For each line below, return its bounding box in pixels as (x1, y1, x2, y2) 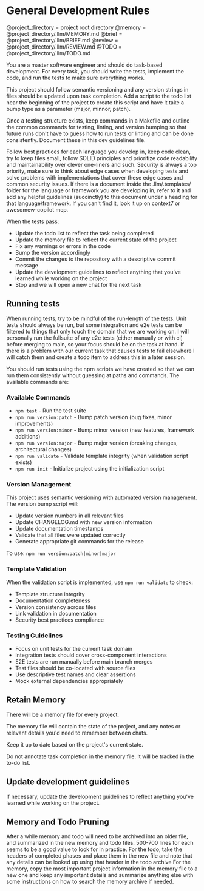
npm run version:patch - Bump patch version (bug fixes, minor (15, 414, 172, 421)
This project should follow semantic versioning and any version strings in (6, 86, 189, 93)
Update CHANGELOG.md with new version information (15, 519, 152, 526)
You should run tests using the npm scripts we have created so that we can (6, 365, 194, 372)
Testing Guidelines (6, 631, 63, 640)
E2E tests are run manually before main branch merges (15, 657, 153, 665)
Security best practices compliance (15, 616, 104, 624)
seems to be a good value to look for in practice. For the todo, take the (6, 846, 183, 853)
